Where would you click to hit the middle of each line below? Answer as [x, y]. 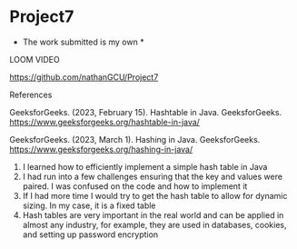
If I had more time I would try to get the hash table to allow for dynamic [155, 195]
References [31, 95]
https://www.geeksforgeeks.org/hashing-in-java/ [101, 149]
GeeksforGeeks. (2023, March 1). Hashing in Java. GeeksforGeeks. [135, 139]
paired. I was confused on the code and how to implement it [135, 186]
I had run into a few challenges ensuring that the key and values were [153, 176]
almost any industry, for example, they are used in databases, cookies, [154, 224]
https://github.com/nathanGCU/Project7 [84, 77]
